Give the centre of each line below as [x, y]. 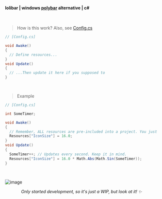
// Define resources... [33, 54]
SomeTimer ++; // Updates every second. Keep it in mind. [68, 154]
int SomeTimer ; [20, 114]
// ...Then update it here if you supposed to [57, 73]
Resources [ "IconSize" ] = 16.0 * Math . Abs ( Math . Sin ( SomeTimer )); [76, 159]
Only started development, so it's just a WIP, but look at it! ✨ [81, 191]
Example [26, 96]
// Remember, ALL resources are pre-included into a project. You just [83, 132]
